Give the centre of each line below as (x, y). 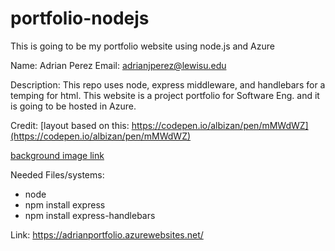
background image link (57, 155)
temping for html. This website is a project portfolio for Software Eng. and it (165, 95)
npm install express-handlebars (90, 215)
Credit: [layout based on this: (70, 125)
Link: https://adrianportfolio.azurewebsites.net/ (107, 234)
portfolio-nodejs (80, 18)
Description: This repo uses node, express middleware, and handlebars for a (168, 84)
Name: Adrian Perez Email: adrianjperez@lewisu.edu (118, 65)
